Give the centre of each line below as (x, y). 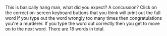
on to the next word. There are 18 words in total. (55, 29)
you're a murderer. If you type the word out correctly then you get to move (82, 23)
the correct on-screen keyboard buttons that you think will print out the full (83, 13)
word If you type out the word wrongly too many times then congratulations (84, 18)
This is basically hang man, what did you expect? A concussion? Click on (81, 7)
